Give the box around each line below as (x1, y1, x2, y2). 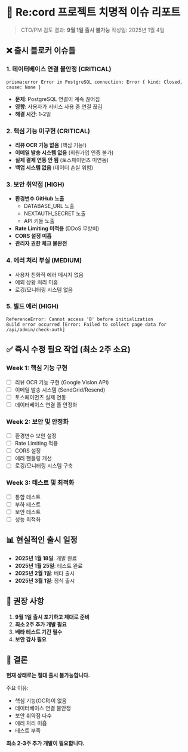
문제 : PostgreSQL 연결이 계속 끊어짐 (14, 95, 100, 102)
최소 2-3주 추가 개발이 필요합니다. (6, 739, 85, 747)
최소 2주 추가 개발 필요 (14, 620, 67, 628)
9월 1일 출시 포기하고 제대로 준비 (14, 613, 90, 620)
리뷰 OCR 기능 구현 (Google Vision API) (14, 378, 109, 386)
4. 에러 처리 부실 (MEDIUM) (6, 256, 82, 265)
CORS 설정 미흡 (14, 233, 52, 240)
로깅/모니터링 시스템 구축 (14, 462, 73, 469)
